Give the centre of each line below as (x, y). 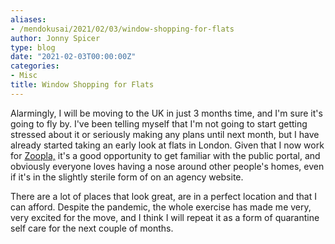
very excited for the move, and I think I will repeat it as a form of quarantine (165, 217)
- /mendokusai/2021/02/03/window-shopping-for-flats (122, 29)
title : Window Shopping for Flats (82, 85)
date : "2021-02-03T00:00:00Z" (73, 57)
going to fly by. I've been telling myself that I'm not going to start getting (159, 123)
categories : (35, 66)
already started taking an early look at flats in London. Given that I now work (167, 145)
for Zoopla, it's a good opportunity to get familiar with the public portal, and (165, 155)
